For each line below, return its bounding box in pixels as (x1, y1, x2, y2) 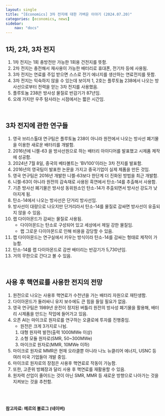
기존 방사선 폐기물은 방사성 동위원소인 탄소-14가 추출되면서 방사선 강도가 (12, 185, 152, 190)
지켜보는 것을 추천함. (12, 378, 53, 384)
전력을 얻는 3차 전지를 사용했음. (38, 83, 99, 89)
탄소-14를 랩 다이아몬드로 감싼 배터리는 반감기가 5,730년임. (12, 246, 127, 252)
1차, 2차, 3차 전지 (5, 45, 56, 53)
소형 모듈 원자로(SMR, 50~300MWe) (20, 335, 93, 341)
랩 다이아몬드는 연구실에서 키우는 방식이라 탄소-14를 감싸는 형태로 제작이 (12, 234, 152, 240)
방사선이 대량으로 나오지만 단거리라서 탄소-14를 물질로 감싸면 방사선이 (12, 203, 147, 209)
